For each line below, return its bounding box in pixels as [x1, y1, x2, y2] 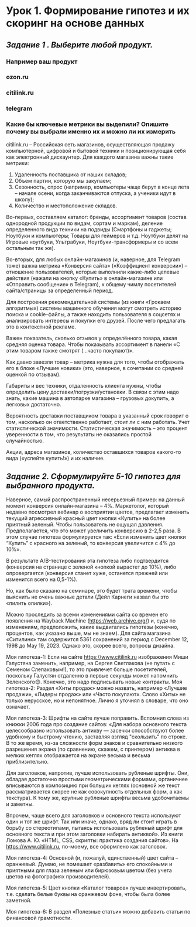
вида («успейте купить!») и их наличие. [6, 454, 105, 461]
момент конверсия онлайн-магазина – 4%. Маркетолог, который [6, 502, 169, 509]
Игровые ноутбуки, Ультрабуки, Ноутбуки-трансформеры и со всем [6, 238, 178, 245]
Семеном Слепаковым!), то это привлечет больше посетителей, [6, 666, 168, 673]
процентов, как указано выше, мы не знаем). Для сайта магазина [6, 630, 171, 637]
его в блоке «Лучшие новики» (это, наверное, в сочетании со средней [6, 364, 184, 371]
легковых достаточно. [6, 401, 61, 408]
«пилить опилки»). [6, 600, 53, 607]
